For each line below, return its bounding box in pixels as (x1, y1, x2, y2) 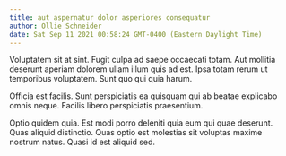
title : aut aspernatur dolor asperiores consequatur (9, 13, 211, 22)
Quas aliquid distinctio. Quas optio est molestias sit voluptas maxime (9, 127, 263, 138)
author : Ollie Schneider (9, 22, 102, 30)
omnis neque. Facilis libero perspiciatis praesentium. (9, 100, 204, 111)
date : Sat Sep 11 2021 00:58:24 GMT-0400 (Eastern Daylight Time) (9, 30, 263, 39)
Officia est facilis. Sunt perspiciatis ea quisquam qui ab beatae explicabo (9, 91, 278, 101)
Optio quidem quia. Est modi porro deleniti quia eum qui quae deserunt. (9, 117, 273, 128)
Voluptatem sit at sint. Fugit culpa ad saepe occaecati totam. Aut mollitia (9, 55, 276, 65)
